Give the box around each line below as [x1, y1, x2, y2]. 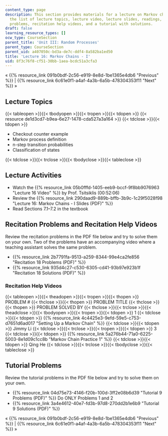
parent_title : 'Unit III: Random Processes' [5, 40, 99, 45]
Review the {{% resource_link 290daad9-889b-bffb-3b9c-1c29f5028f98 [12, 195, 163, 201]
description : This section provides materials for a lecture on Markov [5, 12, 157, 17]
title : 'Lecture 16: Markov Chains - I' [5, 54, 91, 59]
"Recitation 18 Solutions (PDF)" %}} [12, 270, 86, 276]
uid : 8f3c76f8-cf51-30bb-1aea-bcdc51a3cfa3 [5, 59, 97, 64]
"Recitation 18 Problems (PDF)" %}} [12, 259, 86, 265]
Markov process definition [12, 136, 66, 143]
